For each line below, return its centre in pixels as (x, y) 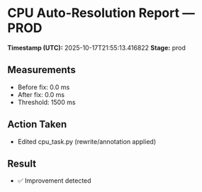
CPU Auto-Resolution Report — (101, 13)
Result (22, 163)
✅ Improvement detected (54, 181)
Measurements (41, 70)
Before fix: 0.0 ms (44, 87)
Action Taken (37, 124)
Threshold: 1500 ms (46, 102)
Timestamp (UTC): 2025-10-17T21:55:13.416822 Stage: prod (96, 47)
